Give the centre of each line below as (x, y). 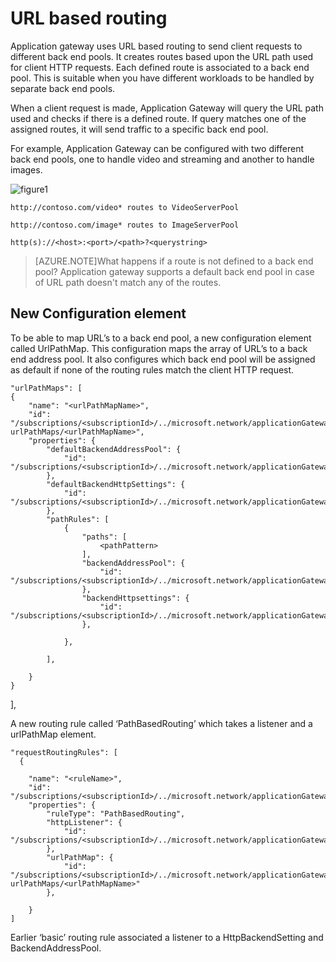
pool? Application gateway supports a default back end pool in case (174, 271)
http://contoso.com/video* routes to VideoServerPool (125, 207)
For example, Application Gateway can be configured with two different (157, 148)
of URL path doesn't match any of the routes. (128, 282)
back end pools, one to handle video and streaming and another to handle (162, 159)
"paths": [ (104, 537)
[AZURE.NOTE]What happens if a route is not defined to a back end (174, 261)
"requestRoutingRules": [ (64, 752)
